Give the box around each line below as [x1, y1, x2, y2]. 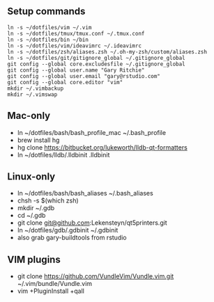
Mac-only [7, 110, 51, 122]
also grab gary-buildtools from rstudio [17, 233, 127, 242]
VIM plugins [7, 253, 61, 265]
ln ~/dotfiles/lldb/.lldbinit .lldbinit [17, 150, 110, 159]
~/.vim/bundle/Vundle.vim [17, 280, 93, 288]
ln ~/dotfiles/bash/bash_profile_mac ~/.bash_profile [17, 128, 166, 136]
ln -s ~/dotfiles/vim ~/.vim [7, 24, 92, 31]
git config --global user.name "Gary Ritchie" [7, 66, 145, 74]
